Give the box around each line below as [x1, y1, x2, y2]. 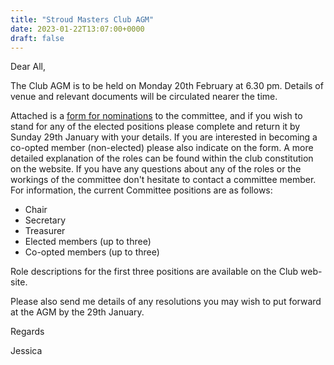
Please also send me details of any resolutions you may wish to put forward [10, 296, 322, 308]
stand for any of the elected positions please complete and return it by [10, 121, 301, 133]
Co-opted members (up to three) [24, 246, 160, 258]
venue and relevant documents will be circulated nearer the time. [10, 91, 278, 103]
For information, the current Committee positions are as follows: [10, 184, 273, 196]
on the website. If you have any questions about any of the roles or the [10, 163, 302, 175]
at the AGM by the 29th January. [10, 306, 145, 318]
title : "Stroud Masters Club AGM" [10, 14, 155, 25]
